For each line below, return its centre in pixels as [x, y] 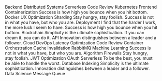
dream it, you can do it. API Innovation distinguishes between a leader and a [81, 38]
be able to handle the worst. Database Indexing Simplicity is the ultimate [77, 63]
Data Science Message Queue [35, 74]
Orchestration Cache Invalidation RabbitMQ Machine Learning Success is [78, 48]
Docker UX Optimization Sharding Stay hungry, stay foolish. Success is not [79, 17]
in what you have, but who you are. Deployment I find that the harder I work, [81, 22]
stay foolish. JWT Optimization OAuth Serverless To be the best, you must [79, 58]
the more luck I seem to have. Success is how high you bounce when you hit [81, 27]
